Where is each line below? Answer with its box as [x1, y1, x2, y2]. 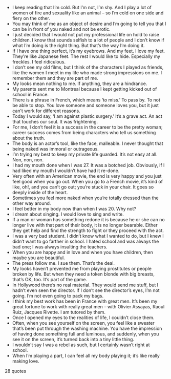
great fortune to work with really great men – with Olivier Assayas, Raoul [12, 304, 165, 309]
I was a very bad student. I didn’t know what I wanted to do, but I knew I [12, 233, 164, 239]
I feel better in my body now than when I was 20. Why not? [12, 206, 137, 212]
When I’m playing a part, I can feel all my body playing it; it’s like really [12, 353, 160, 359]
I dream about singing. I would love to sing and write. [12, 211, 124, 217]
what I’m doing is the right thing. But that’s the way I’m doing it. [12, 43, 145, 48]
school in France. [12, 92, 49, 97]
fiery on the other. [12, 15, 51, 21]
